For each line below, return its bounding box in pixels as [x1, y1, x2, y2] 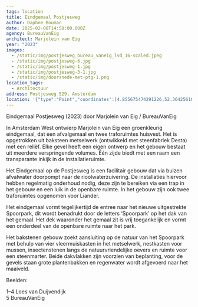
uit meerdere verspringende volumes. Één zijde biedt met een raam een [6, 149, 180, 156]
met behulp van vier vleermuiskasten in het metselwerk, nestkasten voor [6, 240, 183, 247]
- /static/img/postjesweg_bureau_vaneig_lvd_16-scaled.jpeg [11, 53, 162, 58]
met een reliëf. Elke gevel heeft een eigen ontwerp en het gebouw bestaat [6, 143, 186, 150]
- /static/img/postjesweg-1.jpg [11, 63, 91, 70]
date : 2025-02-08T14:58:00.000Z [6, 25, 85, 31]
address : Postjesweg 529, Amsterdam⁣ [6, 91, 96, 97]
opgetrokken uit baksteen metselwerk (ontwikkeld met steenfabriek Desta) [6, 136, 187, 143]
